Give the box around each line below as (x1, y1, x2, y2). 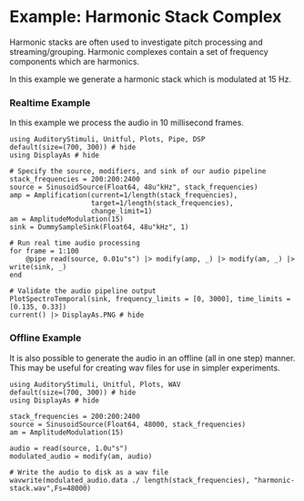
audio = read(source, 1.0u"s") (9, 444, 128, 453)
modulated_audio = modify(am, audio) (9, 452, 153, 461)
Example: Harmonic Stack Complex (9, 6, 282, 27)
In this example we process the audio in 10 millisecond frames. (9, 117, 244, 129)
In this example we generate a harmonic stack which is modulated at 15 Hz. (9, 73, 292, 84)
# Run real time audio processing (9, 239, 141, 248)
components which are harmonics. (9, 56, 139, 67)
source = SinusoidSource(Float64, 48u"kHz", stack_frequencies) (9, 183, 258, 193)
